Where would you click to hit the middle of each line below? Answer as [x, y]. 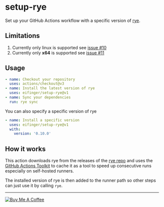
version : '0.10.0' [32, 134]
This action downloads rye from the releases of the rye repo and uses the [79, 161]
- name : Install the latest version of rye [50, 88]
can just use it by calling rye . [34, 186]
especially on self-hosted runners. [40, 171]
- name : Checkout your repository [40, 79]
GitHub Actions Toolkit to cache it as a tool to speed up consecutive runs [78, 166]
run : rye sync [24, 102]
